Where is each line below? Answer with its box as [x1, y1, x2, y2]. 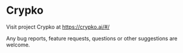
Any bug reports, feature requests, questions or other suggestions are [6, 35, 178, 42]
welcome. [6, 41, 30, 48]
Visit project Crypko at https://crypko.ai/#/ [6, 23, 110, 30]
